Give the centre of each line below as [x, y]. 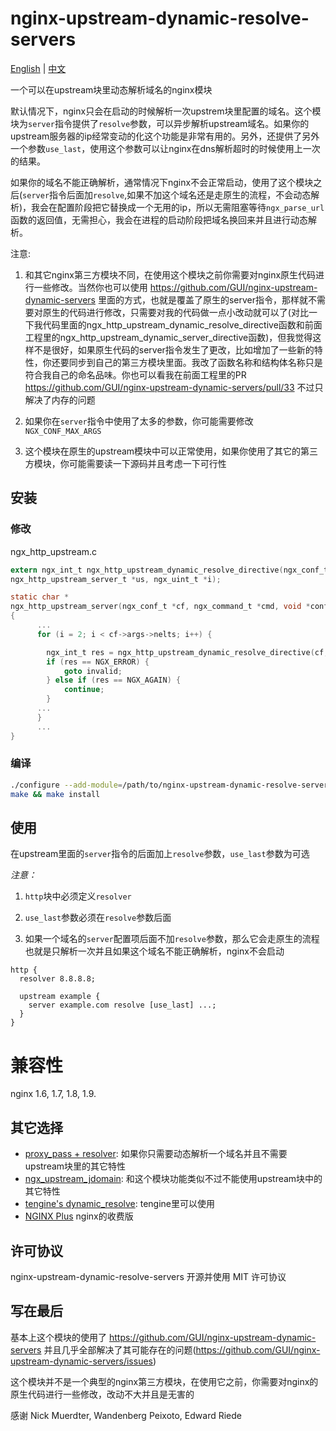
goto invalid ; [93, 671]
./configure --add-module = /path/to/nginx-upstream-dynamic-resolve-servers [171, 785]
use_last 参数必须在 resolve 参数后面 [98, 918]
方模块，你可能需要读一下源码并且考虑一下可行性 [125, 463]
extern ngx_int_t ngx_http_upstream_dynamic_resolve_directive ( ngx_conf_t [169, 570]
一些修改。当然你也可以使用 [90, 287]
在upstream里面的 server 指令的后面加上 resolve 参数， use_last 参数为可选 [160, 854]
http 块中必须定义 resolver [78, 896]
